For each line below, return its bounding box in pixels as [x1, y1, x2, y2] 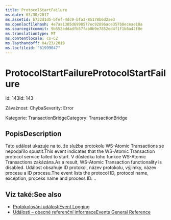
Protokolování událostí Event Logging [12, 204, 90, 210]
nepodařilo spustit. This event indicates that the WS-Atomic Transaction [5, 148, 155, 154]
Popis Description [5, 129, 62, 138]
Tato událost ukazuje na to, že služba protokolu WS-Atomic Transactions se [5, 143, 164, 149]
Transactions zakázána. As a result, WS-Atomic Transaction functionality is [5, 159, 162, 166]
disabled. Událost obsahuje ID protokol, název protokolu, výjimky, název [5, 164, 157, 171]
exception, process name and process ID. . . [5, 175, 96, 181]
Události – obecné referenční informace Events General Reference [12, 209, 151, 215]
